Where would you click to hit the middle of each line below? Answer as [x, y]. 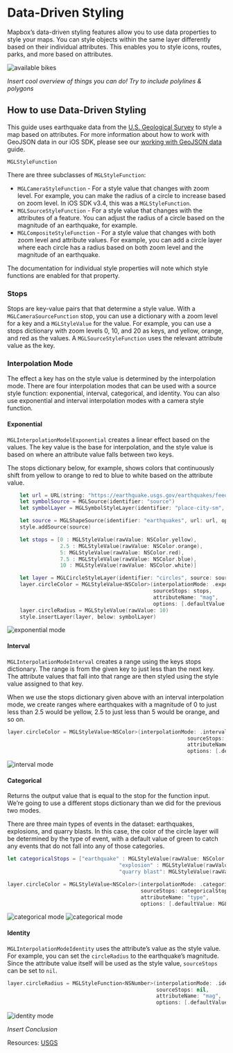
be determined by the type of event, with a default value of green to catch [113, 839]
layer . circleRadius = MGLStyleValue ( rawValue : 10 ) [94, 610]
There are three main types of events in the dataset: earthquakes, [101, 824]
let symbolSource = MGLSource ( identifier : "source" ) [97, 501]
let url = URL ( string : [52, 495]
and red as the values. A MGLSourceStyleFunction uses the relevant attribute [115, 338]
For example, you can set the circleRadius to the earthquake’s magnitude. [113, 956]
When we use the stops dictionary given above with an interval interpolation [115, 697]
